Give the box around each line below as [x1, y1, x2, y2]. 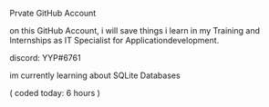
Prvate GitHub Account [9, 8, 97, 18]
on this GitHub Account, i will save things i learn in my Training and [9, 25, 260, 35]
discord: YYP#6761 [9, 53, 81, 63]
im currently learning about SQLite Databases [9, 70, 181, 81]
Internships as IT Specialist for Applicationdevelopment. [9, 35, 220, 45]
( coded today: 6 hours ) [9, 88, 100, 98]
